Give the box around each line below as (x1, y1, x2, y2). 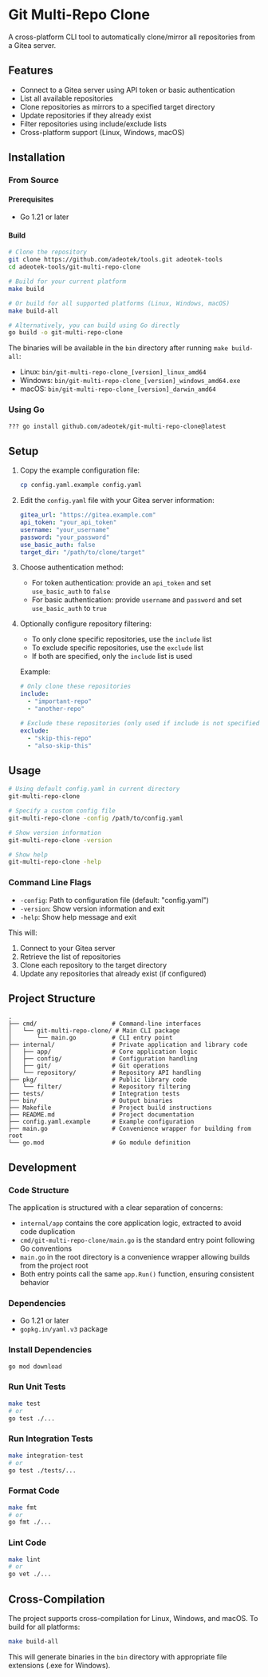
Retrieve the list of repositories (19, 952, 121, 961)
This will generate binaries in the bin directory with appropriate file (8, 1651, 227, 1661)
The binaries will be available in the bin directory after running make (8, 343, 229, 353)
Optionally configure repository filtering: (19, 619, 152, 629)
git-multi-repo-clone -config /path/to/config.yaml (8, 814, 183, 822)
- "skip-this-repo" (27, 734, 93, 742)
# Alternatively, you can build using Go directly (8, 321, 180, 329)
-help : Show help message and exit (19, 912, 137, 921)
